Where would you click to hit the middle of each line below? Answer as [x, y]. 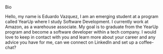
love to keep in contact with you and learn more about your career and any [80, 37]
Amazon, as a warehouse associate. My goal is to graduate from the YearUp [82, 27]
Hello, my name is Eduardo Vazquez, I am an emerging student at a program [82, 16]
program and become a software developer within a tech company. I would [81, 32]
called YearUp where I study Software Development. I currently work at [77, 22]
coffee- [146, 42]
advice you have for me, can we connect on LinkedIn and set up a [71, 42]
